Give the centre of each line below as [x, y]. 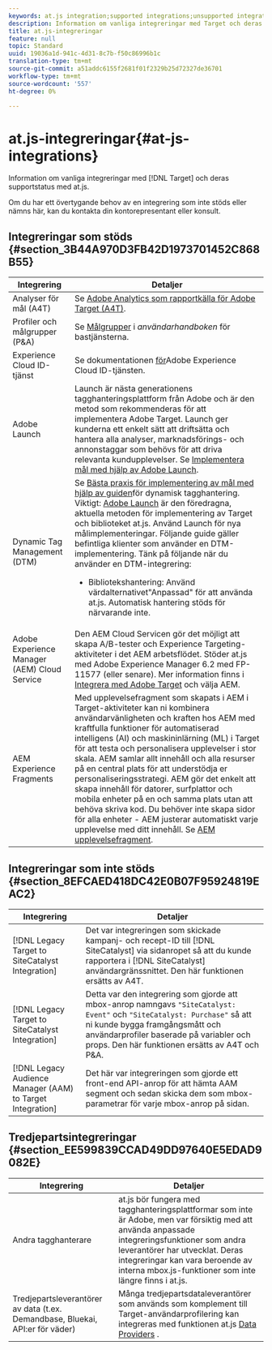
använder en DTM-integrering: [133, 564]
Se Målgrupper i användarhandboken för [152, 327]
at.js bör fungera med [159, 1199]
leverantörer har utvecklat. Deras [181, 1249]
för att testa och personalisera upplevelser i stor [165, 748]
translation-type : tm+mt [50, 62]
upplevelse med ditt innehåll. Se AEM [145, 829]
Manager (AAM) [43, 1088]
